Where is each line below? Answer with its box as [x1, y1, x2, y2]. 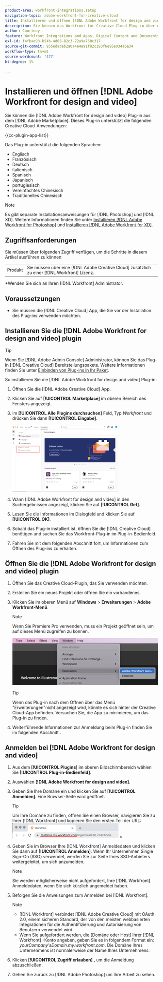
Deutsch [12, 161, 29, 168]
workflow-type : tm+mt [5, 49, 49, 54]
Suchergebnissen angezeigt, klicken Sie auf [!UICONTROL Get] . [12, 501, 141, 507]
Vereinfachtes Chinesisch [12, 188, 64, 194]
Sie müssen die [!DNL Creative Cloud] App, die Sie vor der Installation [12, 308, 152, 314]
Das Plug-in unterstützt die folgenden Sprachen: [5, 142, 102, 148]
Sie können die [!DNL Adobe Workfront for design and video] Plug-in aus [5, 113, 151, 118]
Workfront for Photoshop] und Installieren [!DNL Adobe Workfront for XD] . [5, 222, 153, 228]
